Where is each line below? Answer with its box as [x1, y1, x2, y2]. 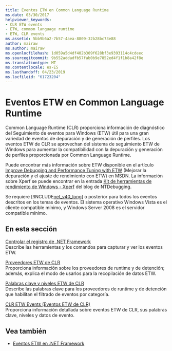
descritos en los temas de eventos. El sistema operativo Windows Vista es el [5, 199, 167, 205]
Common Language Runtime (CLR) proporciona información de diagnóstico [5, 124, 165, 131]
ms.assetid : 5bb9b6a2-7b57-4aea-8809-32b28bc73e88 [5, 36, 116, 42]
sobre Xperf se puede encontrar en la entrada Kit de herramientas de [5, 178, 152, 184]
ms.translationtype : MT [5, 60, 56, 65]
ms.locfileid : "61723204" [5, 75, 61, 80]
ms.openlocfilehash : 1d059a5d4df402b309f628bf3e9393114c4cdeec [5, 50, 144, 56]
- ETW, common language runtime [5, 27, 74, 32]
